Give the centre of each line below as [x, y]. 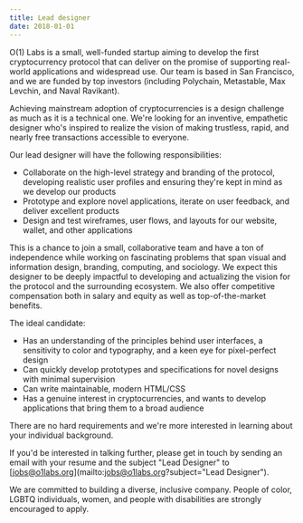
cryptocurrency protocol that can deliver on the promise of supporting [140, 62]
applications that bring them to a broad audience [113, 408]
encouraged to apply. [49, 508]
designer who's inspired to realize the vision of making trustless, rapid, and [149, 127]
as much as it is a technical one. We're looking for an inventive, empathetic [149, 118]
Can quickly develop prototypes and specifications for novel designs [150, 369]
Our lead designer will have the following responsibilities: [115, 154]
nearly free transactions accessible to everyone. [99, 137]
